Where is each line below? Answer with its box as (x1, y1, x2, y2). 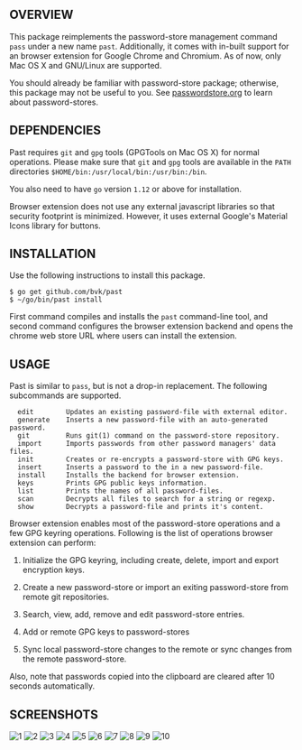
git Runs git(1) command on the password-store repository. (17, 431, 280, 440)
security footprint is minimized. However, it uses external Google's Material (9, 210, 288, 221)
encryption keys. (22, 564, 86, 576)
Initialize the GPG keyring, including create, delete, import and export (22, 555, 279, 566)
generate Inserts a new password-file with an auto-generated (17, 415, 269, 425)
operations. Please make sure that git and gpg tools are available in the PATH (9, 156, 291, 167)
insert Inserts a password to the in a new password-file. (17, 463, 264, 472)
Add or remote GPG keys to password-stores (22, 626, 190, 637)
